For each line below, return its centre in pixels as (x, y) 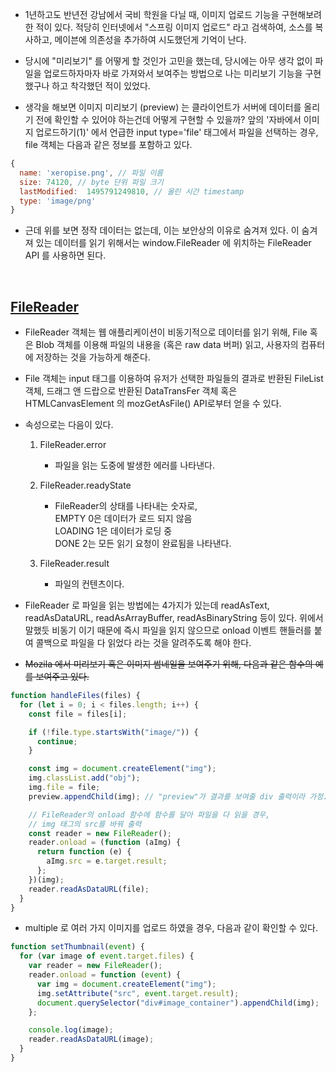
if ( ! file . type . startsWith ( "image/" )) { (113, 732)
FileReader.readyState (85, 485)
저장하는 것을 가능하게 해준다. (93, 357)
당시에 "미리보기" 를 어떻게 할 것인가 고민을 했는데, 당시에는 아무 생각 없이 (168, 61)
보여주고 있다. (62, 677)
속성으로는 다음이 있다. (69, 425)
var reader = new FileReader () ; (95, 966)
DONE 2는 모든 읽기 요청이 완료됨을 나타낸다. (143, 544)
